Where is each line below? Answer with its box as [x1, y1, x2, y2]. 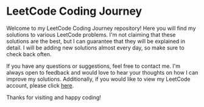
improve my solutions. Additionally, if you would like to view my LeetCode [6, 75, 191, 83]
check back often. [6, 50, 52, 57]
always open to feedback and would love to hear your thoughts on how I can [6, 68, 199, 76]
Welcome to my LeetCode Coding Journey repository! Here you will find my [6, 24, 196, 32]
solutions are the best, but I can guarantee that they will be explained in [6, 37, 186, 45]
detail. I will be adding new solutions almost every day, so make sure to [6, 44, 185, 51]
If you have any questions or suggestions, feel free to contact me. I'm [6, 62, 181, 70]
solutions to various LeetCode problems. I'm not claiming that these [6, 31, 176, 38]
